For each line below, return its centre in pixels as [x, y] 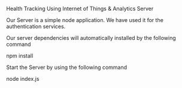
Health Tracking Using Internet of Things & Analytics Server [80, 9]
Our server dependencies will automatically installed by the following [91, 38]
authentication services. [36, 26]
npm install [20, 56]
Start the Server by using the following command [67, 67]
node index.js [23, 79]
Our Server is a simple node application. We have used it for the [85, 20]
